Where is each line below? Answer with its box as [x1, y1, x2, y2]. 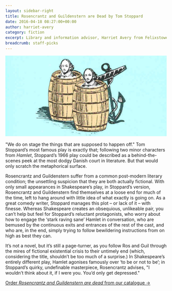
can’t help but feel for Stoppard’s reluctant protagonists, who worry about [5, 211, 160, 217]
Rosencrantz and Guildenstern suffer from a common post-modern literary [5, 173, 163, 179]
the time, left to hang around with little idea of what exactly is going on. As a [5, 194, 165, 200]
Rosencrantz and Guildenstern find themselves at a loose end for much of [5, 189, 161, 195]
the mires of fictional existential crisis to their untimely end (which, [5, 248, 145, 254]
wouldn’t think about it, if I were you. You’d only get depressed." [5, 270, 140, 276]
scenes [5, 158, 21, 164]
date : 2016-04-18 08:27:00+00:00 [5, 19, 77, 24]
